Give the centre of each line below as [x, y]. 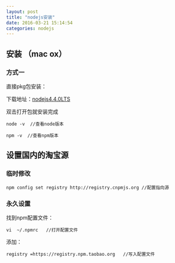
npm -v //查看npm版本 [32, 135]
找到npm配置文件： [30, 217]
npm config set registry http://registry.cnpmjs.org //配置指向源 [87, 187]
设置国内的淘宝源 [37, 155]
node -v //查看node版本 [35, 124]
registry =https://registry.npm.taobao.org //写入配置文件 [81, 254]
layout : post [22, 12]
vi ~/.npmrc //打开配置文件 [42, 230]
